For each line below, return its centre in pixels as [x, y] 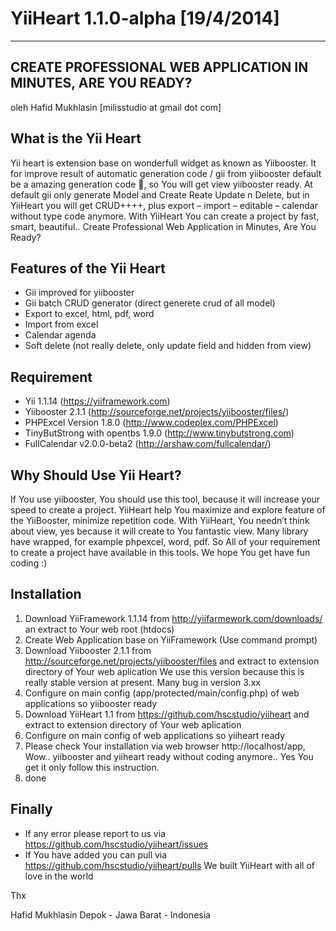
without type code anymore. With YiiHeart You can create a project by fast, [165, 216]
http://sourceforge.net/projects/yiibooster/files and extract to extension [172, 661]
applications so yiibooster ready [91, 703]
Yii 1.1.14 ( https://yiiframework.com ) [97, 401]
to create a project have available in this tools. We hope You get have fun [160, 552]
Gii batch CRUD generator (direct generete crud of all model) [150, 303]
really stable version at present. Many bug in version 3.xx [142, 682]
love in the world [59, 876]
